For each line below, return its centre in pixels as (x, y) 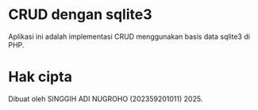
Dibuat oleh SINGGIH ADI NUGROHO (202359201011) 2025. (106, 99)
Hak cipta (40, 77)
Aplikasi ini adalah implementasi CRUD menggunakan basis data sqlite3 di (129, 36)
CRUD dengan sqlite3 (80, 15)
